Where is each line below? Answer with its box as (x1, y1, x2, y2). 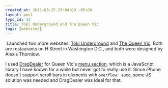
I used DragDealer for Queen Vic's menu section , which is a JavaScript (5, 61, 154, 67)
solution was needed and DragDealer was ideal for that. (5, 77, 122, 83)
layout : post (5, 12, 33, 17)
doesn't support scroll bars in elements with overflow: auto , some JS (5, 72, 152, 78)
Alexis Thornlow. (5, 51, 40, 57)
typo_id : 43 (5, 17, 31, 22)
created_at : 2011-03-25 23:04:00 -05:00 (5, 7, 93, 13)
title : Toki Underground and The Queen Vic (5, 21, 99, 27)
